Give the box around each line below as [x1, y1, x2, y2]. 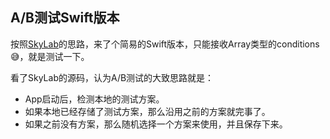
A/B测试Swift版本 [10, 9, 120, 27]
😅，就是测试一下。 [10, 50, 90, 62]
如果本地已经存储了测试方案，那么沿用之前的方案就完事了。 [24, 105, 271, 117]
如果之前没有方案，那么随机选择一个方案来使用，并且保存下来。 [24, 118, 288, 130]
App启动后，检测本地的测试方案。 [24, 93, 165, 105]
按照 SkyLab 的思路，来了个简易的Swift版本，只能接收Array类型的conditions [10, 38, 320, 50]
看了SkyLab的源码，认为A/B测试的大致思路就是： [10, 71, 215, 83]
